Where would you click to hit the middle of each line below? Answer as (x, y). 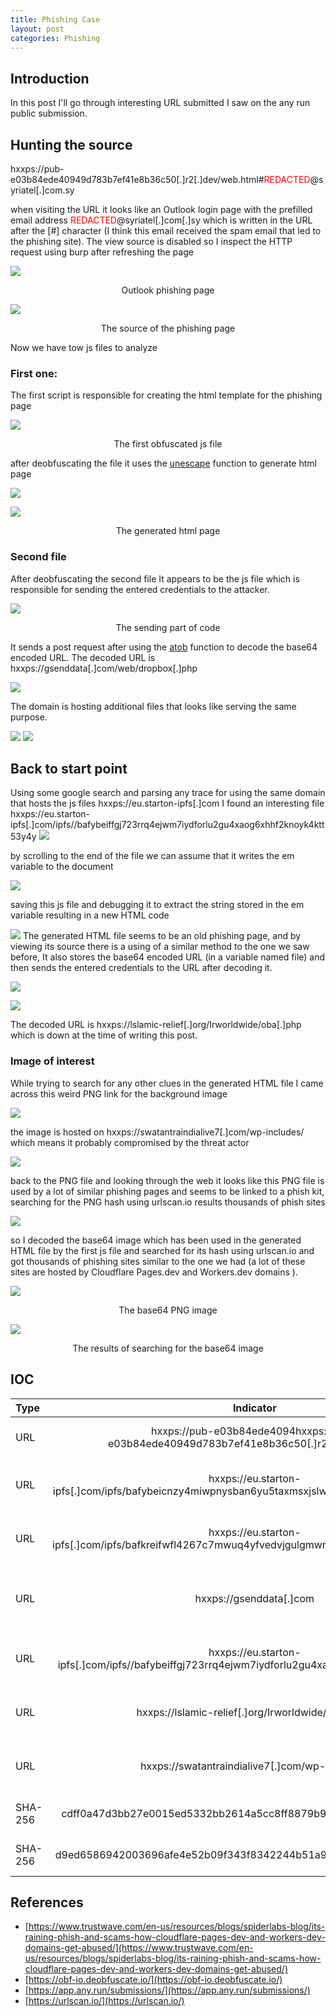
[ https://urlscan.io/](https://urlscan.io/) (104, 2001)
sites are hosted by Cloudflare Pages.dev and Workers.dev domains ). (154, 1272)
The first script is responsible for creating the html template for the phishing (166, 395)
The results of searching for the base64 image (168, 1348)
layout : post (37, 29)
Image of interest (52, 1061)
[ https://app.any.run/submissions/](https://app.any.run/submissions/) (167, 1990)
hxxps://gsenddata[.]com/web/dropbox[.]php (104, 668)
